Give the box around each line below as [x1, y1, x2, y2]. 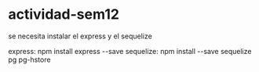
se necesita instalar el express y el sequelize [8, 31, 153, 41]
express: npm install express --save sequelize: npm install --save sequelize [8, 46, 252, 56]
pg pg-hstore [8, 55, 51, 64]
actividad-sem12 [8, 5, 120, 23]
